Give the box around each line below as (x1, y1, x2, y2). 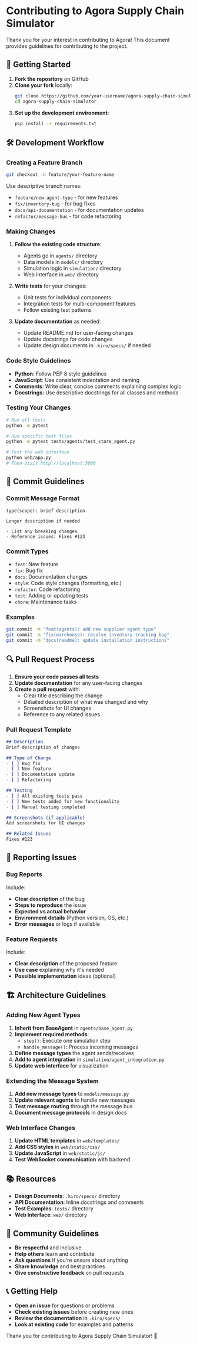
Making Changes (6, 227, 56, 236)
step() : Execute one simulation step (23, 1037, 111, 1044)
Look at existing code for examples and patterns (14, 1321, 133, 1328)
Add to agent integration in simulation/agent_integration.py (14, 1056, 165, 1063)
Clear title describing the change (23, 692, 103, 699)
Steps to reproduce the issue (14, 902, 86, 909)
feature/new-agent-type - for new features (14, 194, 118, 201)
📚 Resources (6, 1174, 56, 1184)
